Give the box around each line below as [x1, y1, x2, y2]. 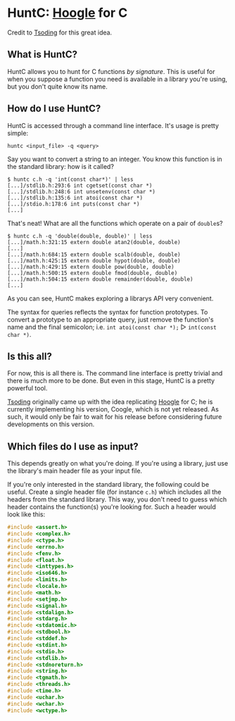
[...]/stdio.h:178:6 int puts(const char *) [7, 200, 140, 208]
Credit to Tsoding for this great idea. [7, 28, 113, 37]
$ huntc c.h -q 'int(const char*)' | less [7, 176, 134, 183]
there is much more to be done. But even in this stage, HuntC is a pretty [7, 376, 215, 385]
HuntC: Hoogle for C [7, 5, 128, 21]
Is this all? [7, 350, 53, 362]
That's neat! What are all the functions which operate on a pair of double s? [7, 219, 223, 227]
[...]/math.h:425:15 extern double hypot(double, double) [7, 257, 181, 264]
